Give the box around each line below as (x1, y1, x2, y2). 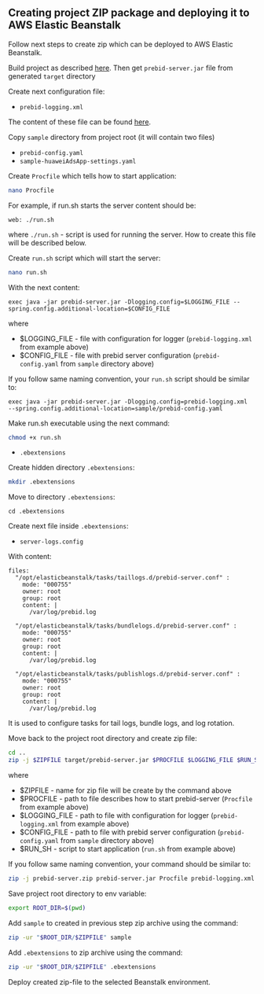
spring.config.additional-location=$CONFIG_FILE (8, 304, 170, 313)
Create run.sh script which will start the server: (8, 253, 161, 263)
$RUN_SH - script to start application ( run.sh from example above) (19, 845, 236, 854)
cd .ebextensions (8, 507, 65, 516)
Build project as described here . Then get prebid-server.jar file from (8, 63, 233, 72)
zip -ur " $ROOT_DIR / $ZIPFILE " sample (8, 933, 132, 941)
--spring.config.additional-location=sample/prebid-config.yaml (8, 404, 223, 412)
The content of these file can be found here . (8, 117, 152, 127)
